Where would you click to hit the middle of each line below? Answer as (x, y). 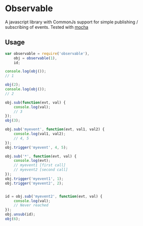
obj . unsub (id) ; (20, 214)
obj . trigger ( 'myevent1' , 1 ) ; (34, 179)
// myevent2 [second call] (41, 170)
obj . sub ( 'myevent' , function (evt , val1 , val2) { (55, 129)
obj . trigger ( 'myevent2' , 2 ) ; (34, 183)
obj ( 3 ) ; (13, 121)
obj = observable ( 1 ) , (35, 58)
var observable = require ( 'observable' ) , (47, 53)
